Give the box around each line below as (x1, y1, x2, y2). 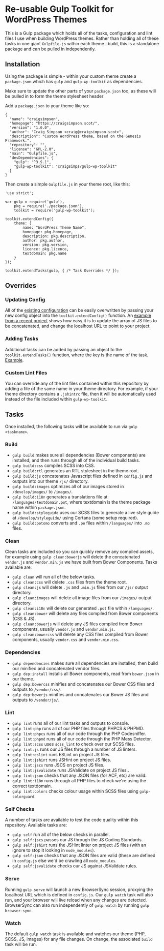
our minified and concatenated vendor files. (12, 665, 101, 671)
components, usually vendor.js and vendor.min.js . (12, 626, 115, 632)
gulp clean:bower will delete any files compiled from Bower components (12, 611, 158, 616)
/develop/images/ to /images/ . (12, 489, 73, 495)
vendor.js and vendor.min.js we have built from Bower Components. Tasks (5, 559, 158, 565)
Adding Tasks (5, 336, 39, 342)
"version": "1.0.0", (9, 125, 51, 130)
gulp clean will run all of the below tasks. (12, 574, 95, 580)
